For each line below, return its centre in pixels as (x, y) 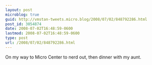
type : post (17, 38)
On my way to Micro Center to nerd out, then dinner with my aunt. (73, 57)
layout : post (19, 10)
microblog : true (22, 15)
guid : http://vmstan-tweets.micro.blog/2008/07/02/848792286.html (76, 19)
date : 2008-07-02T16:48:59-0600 (39, 29)
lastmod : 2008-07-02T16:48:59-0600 (43, 33)
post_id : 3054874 (23, 24)
